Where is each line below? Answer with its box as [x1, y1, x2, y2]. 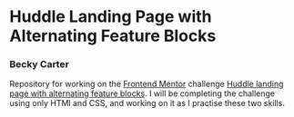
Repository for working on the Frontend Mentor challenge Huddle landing [9, 79, 284, 90]
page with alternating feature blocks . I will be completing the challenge [9, 88, 276, 99]
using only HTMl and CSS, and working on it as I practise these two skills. [9, 98, 285, 109]
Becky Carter [9, 58, 70, 71]
